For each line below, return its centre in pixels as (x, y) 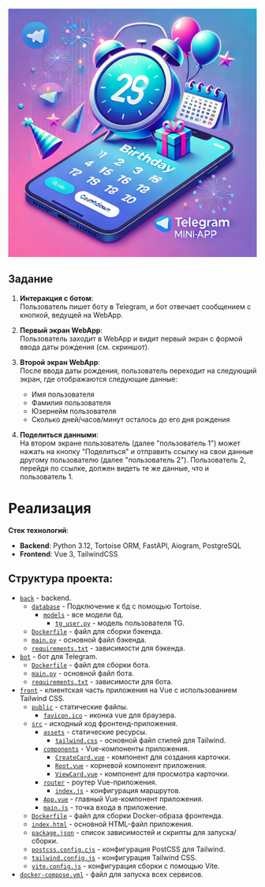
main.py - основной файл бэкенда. (89, 639)
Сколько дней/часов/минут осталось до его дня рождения (131, 419)
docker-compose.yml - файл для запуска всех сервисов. (111, 874)
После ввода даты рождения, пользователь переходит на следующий (138, 371)
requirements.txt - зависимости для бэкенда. (108, 648)
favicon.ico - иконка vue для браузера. (110, 715)
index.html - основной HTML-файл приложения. (112, 824)
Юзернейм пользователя (74, 411)
